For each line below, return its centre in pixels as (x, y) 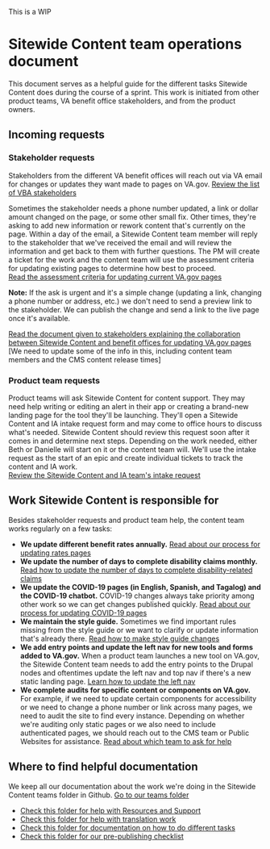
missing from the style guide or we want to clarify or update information (139, 629)
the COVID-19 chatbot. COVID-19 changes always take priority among (137, 596)
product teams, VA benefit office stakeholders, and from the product (122, 101)
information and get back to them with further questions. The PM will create (134, 251)
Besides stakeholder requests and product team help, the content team (127, 520)
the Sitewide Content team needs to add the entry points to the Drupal (137, 664)
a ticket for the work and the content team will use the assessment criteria (131, 259)
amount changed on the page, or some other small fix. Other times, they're (132, 216)
